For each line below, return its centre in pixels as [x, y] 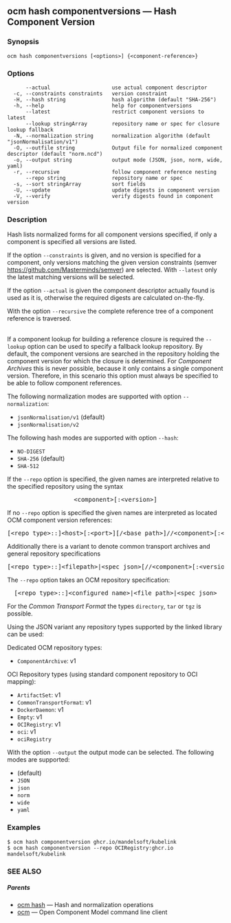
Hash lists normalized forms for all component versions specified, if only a [112, 234]
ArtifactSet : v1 [39, 695]
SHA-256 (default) [41, 458]
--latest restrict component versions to [115, 112]
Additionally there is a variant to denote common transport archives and [109, 547]
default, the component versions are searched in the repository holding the [113, 354]
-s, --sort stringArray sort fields [80, 184]
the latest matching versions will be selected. [71, 277]
